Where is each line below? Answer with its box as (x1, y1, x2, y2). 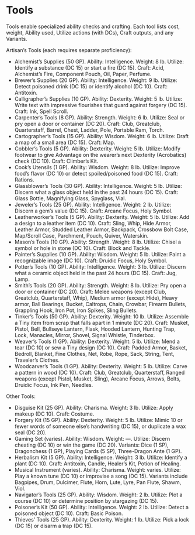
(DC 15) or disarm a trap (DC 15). (14, 522, 93, 529)
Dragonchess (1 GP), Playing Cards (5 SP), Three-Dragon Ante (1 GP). (14, 447, 182, 454)
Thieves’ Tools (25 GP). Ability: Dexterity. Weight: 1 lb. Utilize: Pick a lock (14, 516, 190, 523)
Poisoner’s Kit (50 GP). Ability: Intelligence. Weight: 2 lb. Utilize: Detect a (14, 503, 189, 510)
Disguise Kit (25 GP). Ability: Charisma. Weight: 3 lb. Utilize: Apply (14, 404, 173, 411)
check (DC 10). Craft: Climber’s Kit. (14, 157, 99, 164)
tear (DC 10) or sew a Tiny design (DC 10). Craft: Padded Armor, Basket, (14, 344, 188, 351)
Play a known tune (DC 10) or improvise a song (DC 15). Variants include (14, 472, 188, 479)
